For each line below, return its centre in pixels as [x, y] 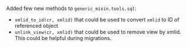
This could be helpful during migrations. [63, 38]
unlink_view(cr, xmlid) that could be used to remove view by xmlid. [98, 32]
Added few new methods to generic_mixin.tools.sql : [71, 8]
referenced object [36, 26]
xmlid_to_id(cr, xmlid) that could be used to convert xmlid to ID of [97, 19]
